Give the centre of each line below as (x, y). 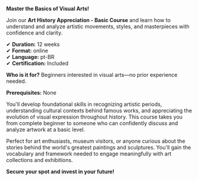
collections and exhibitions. (40, 160)
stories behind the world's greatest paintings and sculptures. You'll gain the (99, 147)
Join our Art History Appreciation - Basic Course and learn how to (89, 20)
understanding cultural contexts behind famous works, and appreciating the (99, 110)
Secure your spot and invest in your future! (60, 171)
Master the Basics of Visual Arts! (48, 9)
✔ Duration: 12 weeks (33, 44)
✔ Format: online (27, 51)
